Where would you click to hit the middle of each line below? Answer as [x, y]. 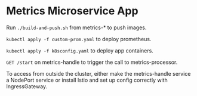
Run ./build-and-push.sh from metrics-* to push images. [76, 27]
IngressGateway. [27, 86]
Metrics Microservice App [72, 11]
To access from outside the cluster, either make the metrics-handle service [98, 73]
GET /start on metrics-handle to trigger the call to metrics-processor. [92, 62]
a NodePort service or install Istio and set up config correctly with [87, 80]
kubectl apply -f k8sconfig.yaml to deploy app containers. [80, 50]
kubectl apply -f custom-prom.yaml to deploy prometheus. [79, 39]
